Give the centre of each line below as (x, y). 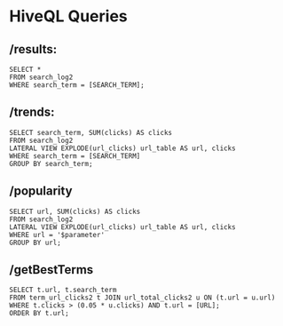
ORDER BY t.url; (39, 314)
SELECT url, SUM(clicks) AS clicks (75, 211)
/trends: (32, 112)
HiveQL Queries (69, 16)
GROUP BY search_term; (51, 163)
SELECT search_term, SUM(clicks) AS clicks (91, 132)
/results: (33, 49)
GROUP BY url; (35, 243)
